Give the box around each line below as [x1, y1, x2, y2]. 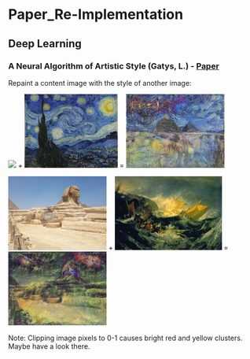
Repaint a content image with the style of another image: [8, 78, 192, 87]
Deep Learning [8, 37, 82, 50]
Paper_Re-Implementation [8, 6, 183, 24]
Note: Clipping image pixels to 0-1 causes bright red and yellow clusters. [8, 333, 243, 342]
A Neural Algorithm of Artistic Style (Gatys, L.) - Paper [8, 61, 220, 72]
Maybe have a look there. [8, 341, 90, 351]
